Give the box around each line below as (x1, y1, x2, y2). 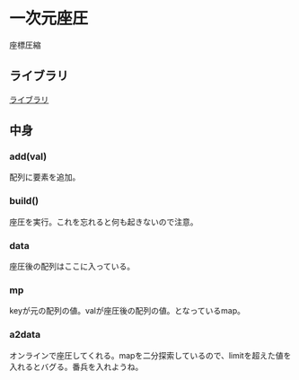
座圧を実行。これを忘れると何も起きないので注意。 (9, 217, 198, 227)
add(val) (9, 150, 48, 163)
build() (9, 195, 40, 208)
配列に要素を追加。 (9, 172, 81, 182)
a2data (9, 329, 41, 341)
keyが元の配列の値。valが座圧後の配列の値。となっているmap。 (9, 305, 245, 316)
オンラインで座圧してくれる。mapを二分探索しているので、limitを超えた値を (9, 349, 292, 360)
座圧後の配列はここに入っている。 (9, 261, 136, 272)
